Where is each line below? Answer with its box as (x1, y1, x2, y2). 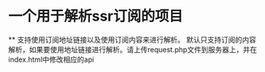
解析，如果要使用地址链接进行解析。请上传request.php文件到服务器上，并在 (8, 44, 257, 54)
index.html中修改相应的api (8, 55, 95, 64)
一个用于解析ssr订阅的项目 (8, 7, 183, 25)
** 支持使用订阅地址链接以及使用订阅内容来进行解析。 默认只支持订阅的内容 (8, 35, 256, 44)
